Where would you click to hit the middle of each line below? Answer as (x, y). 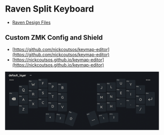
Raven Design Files (31, 22)
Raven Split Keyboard (50, 9)
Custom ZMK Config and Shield (54, 38)
